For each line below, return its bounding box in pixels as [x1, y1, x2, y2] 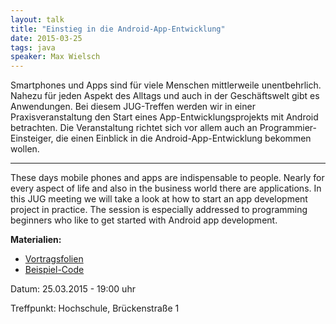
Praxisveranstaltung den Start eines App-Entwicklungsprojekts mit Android [10, 111, 319, 123]
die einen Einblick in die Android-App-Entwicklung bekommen [55, 132, 312, 145]
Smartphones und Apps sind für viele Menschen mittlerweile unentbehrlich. [10, 79, 322, 91]
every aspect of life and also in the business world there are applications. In [10, 182, 322, 195]
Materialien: [10, 234, 62, 246]
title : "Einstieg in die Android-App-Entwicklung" [10, 24, 226, 34]
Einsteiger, [10, 132, 54, 145]
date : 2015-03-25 [10, 33, 83, 43]
